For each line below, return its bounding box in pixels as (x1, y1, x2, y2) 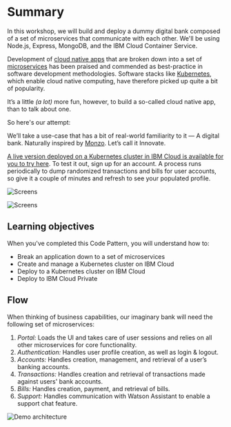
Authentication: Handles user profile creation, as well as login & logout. (17, 348, 219, 356)
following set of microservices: (7, 320, 95, 328)
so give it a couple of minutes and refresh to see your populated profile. (7, 174, 211, 183)
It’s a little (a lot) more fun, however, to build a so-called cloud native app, (7, 97, 216, 105)
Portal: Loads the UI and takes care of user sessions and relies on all (17, 333, 212, 342)
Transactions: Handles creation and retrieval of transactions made (17, 370, 205, 378)
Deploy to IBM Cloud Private (17, 274, 98, 282)
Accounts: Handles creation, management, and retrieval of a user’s (17, 355, 207, 364)
